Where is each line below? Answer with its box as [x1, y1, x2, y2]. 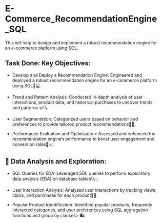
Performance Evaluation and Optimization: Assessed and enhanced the [12, 130, 156, 137]
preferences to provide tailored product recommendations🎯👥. [12, 121, 136, 127]
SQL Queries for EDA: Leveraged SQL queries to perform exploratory [12, 170, 151, 176]
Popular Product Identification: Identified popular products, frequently [12, 202, 153, 207]
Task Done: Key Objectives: [5, 59, 91, 67]
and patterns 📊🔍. [12, 104, 49, 110]
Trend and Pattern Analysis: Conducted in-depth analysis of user [12, 94, 143, 100]
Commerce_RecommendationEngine [5, 13, 157, 24]
